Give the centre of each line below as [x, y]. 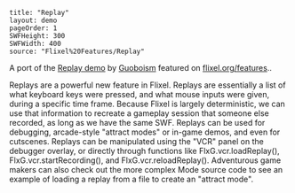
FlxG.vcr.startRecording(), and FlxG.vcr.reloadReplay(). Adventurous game [145, 160]
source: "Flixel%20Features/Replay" [77, 51]
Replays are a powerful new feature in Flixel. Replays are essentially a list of [147, 85]
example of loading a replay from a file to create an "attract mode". [132, 179]
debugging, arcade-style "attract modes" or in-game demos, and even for [145, 132]
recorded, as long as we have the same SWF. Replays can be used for [137, 123]
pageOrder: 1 [33, 28]
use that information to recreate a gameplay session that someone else [139, 113]
